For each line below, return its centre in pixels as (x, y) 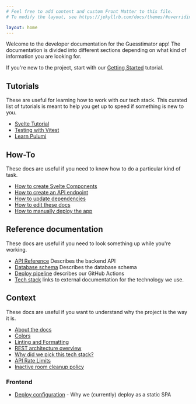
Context (21, 298)
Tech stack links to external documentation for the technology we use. (99, 279)
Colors (22, 336)
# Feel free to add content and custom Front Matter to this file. (90, 11)
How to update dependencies (50, 198)
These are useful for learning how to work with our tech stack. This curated (97, 100)
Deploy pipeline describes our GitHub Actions (69, 273)
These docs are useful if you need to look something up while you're (88, 243)
